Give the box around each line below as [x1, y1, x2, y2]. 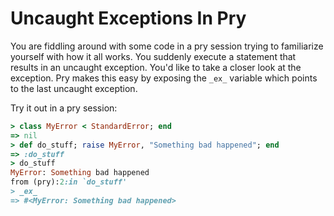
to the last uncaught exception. [10, 82, 138, 94]
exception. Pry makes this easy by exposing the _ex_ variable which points [10, 72, 318, 84]
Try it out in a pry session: [10, 102, 118, 114]
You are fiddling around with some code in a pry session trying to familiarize [10, 40, 324, 52]
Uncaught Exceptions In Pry [10, 7, 247, 30]
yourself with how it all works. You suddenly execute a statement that [10, 50, 297, 62]
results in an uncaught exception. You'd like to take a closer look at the [10, 61, 302, 73]
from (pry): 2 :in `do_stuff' [10, 177, 128, 187]
